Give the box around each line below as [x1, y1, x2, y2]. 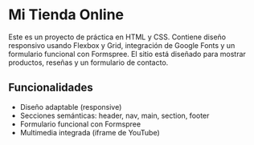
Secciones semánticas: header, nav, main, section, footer [19, 111, 210, 120]
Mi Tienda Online [8, 6, 125, 24]
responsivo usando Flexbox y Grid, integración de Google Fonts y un [8, 40, 236, 50]
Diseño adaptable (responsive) [19, 102, 122, 111]
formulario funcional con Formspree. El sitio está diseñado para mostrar [8, 49, 247, 58]
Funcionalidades [8, 81, 94, 95]
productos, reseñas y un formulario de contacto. [8, 58, 169, 67]
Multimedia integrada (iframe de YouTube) [19, 127, 161, 137]
